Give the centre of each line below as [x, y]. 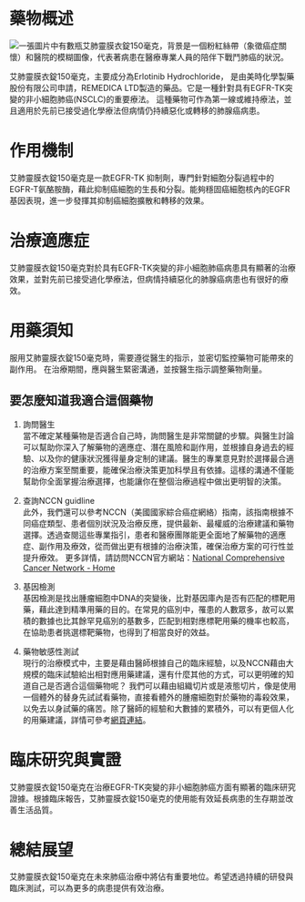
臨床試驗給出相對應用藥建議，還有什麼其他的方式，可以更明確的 [167, 674]
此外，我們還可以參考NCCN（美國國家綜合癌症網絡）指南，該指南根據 [154, 512]
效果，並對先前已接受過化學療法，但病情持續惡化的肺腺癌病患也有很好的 [145, 279]
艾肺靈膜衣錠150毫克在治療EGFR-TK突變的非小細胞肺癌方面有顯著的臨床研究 [152, 787]
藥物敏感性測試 [51, 651]
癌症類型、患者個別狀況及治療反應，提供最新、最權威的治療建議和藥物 [162, 523]
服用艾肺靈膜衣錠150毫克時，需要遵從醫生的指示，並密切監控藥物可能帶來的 [152, 357]
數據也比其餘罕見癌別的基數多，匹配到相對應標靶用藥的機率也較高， [166, 620]
